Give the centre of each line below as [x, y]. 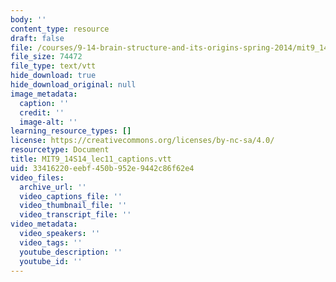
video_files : [37, 177]
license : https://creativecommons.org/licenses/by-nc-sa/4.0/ [142, 141]
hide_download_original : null [73, 85]
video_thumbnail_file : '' [73, 206]
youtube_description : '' [71, 252]
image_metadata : [44, 94]
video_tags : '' [51, 242]
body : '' [28, 19]
